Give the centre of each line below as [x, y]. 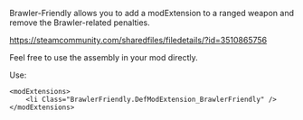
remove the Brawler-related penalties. [80, 23]
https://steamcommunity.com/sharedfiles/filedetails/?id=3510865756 [138, 40]
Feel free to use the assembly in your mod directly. [104, 57]
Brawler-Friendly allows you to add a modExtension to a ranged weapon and [151, 13]
